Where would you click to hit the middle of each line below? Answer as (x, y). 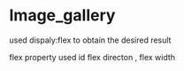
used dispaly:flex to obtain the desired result (90, 40)
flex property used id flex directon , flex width (92, 57)
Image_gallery (62, 16)
